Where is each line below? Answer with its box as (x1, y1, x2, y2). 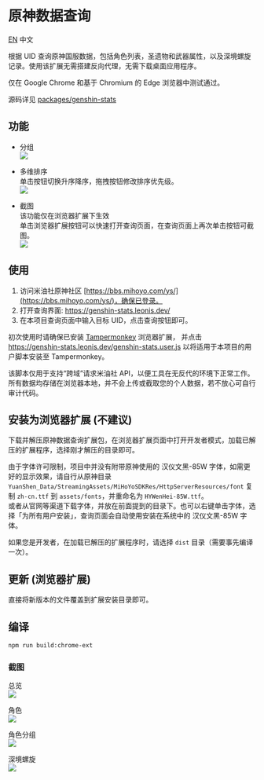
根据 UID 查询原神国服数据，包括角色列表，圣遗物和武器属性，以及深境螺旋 (8, 51, 251, 60)
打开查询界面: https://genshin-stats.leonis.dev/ (19, 306, 170, 315)
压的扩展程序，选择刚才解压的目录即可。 (8, 445, 139, 455)
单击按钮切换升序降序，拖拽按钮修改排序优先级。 (19, 176, 178, 185)
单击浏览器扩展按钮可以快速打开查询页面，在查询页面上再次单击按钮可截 (19, 221, 254, 230)
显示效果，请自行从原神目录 (21, 472, 112, 482)
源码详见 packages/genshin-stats (8, 94, 116, 104)
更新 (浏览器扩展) (8, 573, 91, 586)
